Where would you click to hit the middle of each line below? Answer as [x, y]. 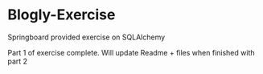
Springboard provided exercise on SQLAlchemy [86, 37]
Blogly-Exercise [62, 15]
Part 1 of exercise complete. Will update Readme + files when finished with [131, 52]
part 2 [18, 61]
